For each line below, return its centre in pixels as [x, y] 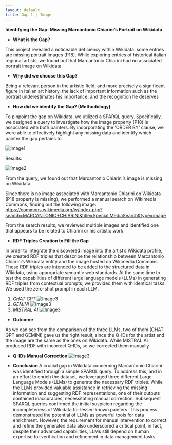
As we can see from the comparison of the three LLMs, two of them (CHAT [84, 330]
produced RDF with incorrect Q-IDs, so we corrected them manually [77, 346]
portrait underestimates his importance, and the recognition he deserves [82, 96]
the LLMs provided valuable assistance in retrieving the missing [80, 388]
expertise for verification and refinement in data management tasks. [84, 436]
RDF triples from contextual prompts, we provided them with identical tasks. [85, 283]
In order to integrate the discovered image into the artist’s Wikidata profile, [84, 250]
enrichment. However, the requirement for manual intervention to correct [90, 420]
